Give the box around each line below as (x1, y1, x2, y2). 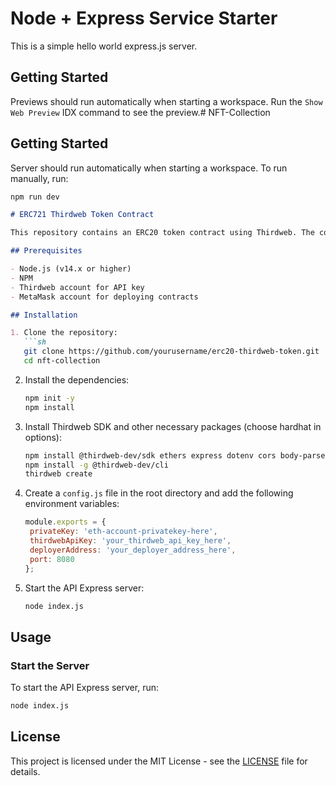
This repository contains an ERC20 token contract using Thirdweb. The (10, 228, 315, 238)
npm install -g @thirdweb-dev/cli (24, 460, 169, 470)
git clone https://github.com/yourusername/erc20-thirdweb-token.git (23, 347, 320, 357)
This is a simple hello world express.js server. (10, 40, 198, 52)
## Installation (10, 310, 78, 320)
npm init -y (24, 393, 75, 403)
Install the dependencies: (24, 373, 130, 386)
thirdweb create (24, 469, 93, 479)
